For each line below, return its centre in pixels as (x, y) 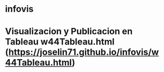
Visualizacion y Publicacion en (69, 32)
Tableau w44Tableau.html (60, 42)
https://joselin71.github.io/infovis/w (84, 52)
